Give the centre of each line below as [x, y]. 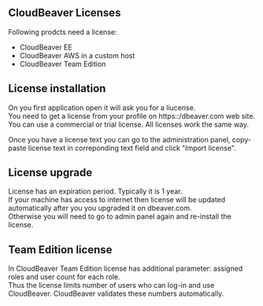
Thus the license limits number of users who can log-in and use [111, 286]
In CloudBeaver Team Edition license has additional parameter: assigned [126, 269]
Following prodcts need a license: [63, 31]
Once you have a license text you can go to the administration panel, [119, 139]
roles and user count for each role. [64, 277]
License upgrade [50, 173]
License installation [57, 88]
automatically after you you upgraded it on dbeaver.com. [100, 208]
